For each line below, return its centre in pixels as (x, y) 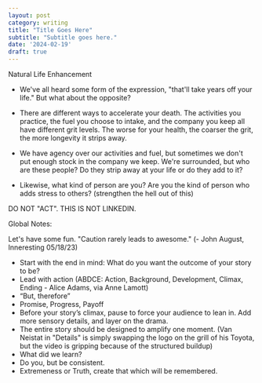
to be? (30, 271)
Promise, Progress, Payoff (62, 304)
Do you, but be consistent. (62, 363)
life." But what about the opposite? (75, 98)
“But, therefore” (45, 296)
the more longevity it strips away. (73, 138)
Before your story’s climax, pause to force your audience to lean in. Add (135, 312)
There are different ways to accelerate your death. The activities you (130, 113)
